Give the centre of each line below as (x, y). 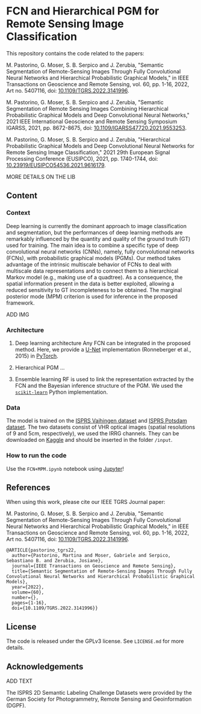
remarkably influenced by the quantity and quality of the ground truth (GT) (98, 238)
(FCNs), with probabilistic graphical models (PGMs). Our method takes (94, 258)
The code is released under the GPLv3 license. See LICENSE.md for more (95, 641)
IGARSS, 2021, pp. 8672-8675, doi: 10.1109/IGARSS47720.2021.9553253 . (97, 128)
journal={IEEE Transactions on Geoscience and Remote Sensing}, (94, 566)
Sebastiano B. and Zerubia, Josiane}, (55, 561)
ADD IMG (18, 314)
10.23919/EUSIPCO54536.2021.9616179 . (56, 165)
